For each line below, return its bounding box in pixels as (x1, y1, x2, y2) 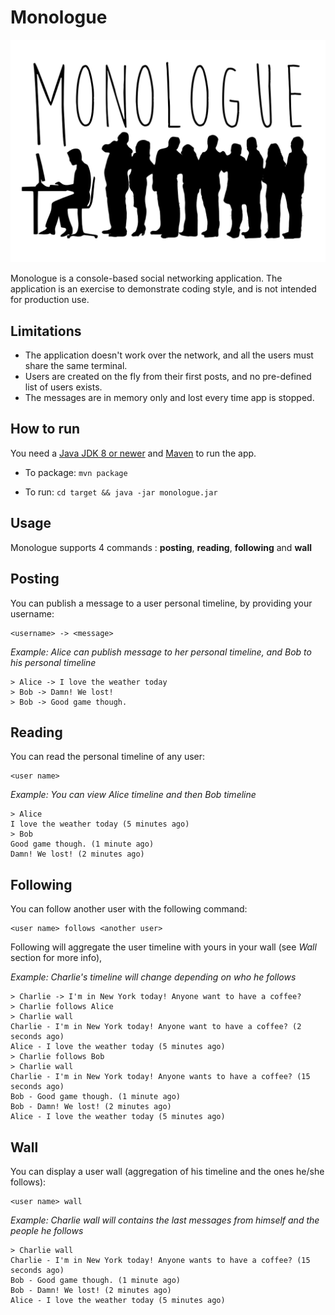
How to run (10, 421, 81, 438)
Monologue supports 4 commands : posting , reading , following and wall (10, 541, 312, 553)
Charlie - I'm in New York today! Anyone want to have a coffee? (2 (10, 1022, 302, 1032)
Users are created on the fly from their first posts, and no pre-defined (24, 371, 312, 383)
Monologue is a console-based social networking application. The (10, 272, 283, 285)
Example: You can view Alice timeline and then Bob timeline (10, 789, 257, 801)
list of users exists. (24, 381, 103, 393)
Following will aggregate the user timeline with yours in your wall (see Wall (10, 941, 317, 953)
